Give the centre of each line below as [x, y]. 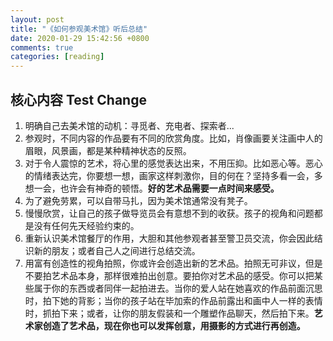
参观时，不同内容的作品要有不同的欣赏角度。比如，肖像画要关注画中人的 [173, 138]
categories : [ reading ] [57, 57]
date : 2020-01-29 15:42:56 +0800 [80, 38]
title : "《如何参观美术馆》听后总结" [79, 29]
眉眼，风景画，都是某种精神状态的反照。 [108, 150]
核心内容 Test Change [78, 99]
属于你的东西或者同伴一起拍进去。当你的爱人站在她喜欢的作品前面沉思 [178, 288]
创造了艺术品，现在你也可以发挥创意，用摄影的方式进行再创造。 [174, 325]
